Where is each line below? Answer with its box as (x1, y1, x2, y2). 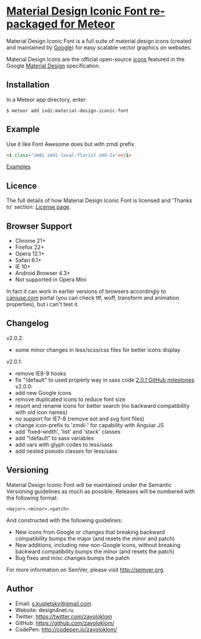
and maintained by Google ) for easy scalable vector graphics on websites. (6, 44, 192, 51)
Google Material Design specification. (6, 62, 101, 69)
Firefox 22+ (15, 243, 44, 251)
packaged (6, 17, 58, 31)
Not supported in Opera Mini (15, 276, 87, 284)
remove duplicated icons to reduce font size (15, 396, 126, 403)
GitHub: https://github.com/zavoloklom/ (15, 619, 115, 626)
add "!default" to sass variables (15, 434, 94, 442)
